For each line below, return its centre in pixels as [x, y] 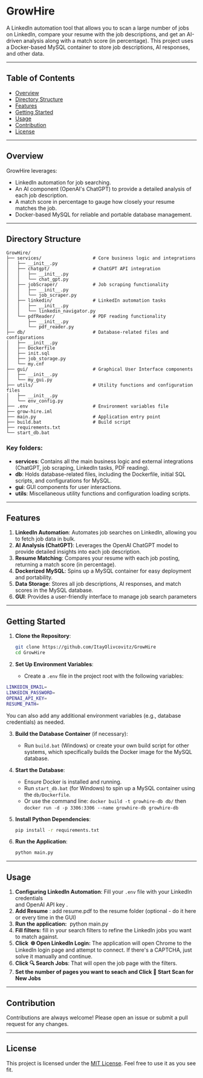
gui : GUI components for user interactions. [68, 487]
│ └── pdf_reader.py [40, 327]
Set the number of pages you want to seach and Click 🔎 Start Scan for [104, 972]
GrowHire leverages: [32, 170]
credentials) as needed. [36, 722]
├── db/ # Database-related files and [88, 333]
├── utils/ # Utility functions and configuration [100, 385]
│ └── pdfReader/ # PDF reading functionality [86, 317]
